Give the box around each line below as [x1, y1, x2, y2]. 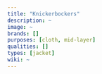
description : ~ [7, 17, 52, 24]
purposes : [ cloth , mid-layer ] [7, 37, 96, 44]
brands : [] [7, 30, 39, 37]
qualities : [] [7, 43, 49, 50]
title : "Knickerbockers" [7, 10, 80, 18]
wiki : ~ [7, 56, 30, 63]
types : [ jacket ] [7, 50, 55, 57]
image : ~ [7, 23, 33, 30]
